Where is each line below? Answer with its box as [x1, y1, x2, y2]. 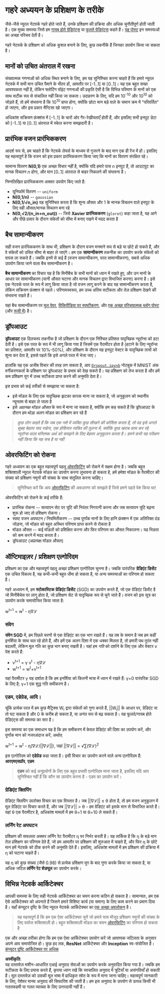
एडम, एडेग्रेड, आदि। [5, 693, 41, 700]
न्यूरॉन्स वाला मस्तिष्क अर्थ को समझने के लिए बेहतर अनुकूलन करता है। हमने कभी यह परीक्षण [17, 430, 159, 436]
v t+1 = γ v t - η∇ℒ [12, 659, 46, 665]
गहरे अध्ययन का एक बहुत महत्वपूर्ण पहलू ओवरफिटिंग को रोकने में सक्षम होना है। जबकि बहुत [5, 464, 145, 470]
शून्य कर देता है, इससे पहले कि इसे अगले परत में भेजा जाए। [5, 352, 97, 358]
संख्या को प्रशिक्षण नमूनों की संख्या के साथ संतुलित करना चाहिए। [5, 475, 103, 481]
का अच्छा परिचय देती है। [5, 32, 43, 38]
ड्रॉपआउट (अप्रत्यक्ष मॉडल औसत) [12, 538, 64, 544]
